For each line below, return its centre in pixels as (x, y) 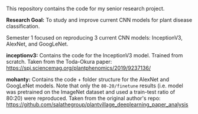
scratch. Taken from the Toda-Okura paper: (59, 62)
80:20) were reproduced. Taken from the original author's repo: (83, 98)
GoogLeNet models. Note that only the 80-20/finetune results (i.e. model (95, 86)
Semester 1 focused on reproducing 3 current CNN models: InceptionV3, (95, 38)
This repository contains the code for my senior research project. (85, 9)
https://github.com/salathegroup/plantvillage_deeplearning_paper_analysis (97, 105)
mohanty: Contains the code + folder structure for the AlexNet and (88, 79)
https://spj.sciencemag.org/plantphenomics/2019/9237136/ (79, 68)
